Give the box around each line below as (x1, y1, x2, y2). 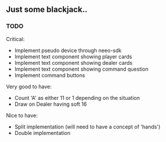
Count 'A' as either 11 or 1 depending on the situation (14, 94, 140, 101)
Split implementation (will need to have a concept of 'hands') (14, 123, 161, 130)
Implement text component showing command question (14, 65, 149, 72)
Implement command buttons (14, 71, 86, 78)
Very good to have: (6, 83, 52, 90)
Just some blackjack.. (6, 5, 88, 15)
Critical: (6, 35, 25, 43)
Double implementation (14, 129, 71, 136)
